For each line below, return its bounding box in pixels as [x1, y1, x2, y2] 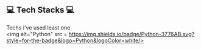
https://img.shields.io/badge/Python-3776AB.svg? [68, 30, 195, 37]
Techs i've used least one [6, 23, 71, 31]
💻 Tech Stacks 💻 [6, 5, 75, 15]
